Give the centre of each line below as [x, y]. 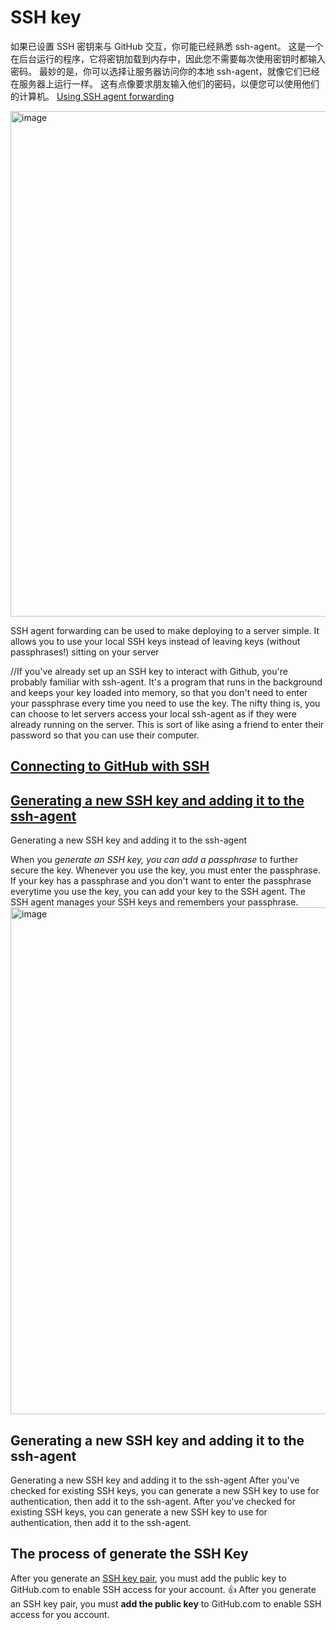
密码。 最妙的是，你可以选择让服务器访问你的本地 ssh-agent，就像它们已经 [165, 71]
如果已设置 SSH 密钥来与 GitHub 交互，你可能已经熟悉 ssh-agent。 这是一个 [167, 46]
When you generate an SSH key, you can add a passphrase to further [154, 860]
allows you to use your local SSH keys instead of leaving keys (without [155, 641]
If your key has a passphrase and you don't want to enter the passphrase [161, 881]
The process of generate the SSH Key [129, 1554]
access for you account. [60, 1614]
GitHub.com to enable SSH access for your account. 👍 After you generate [163, 1589]
